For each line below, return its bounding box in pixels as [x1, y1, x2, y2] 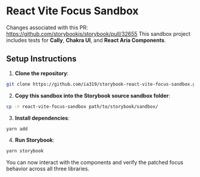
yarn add [6, 126, 28, 132]
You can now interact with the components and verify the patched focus [6, 159, 183, 166]
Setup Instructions [6, 54, 77, 64]
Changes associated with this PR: [6, 24, 88, 31]
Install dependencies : [14, 114, 70, 122]
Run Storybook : [14, 136, 55, 144]
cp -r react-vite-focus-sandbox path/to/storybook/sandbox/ [6, 103, 159, 110]
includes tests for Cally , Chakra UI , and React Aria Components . [6, 36, 166, 44]
